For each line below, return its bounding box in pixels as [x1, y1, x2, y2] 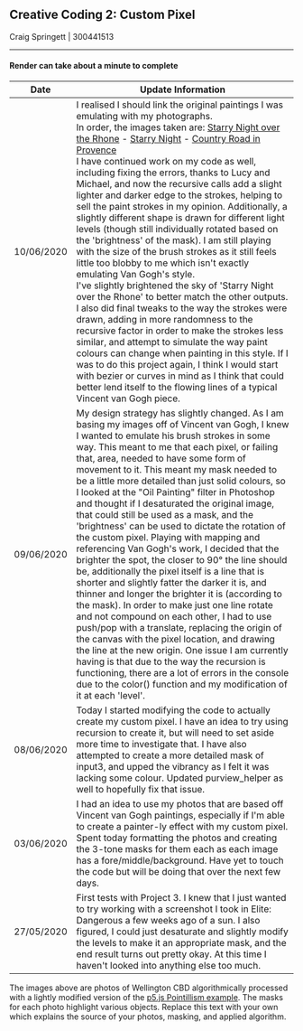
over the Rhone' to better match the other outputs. [76, 291, 289, 304]
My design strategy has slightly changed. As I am [76, 407, 284, 419]
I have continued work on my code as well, [76, 155, 257, 168]
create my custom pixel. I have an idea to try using [76, 716, 289, 728]
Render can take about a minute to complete [9, 61, 179, 71]
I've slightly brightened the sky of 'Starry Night [76, 279, 274, 292]
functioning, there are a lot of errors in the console [76, 667, 289, 680]
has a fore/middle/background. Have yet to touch [76, 854, 284, 867]
